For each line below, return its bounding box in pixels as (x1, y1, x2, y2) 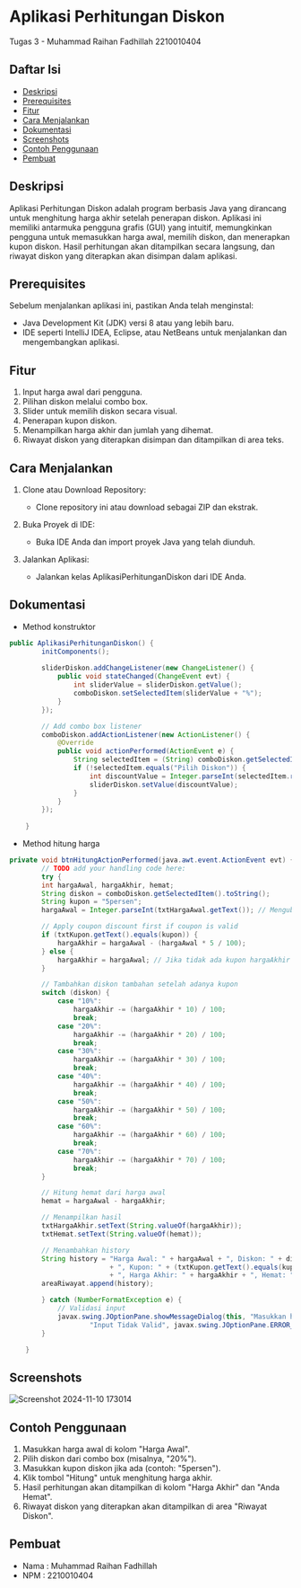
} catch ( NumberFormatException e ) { (41, 1296, 182, 1305)
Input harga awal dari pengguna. (21, 386, 143, 397)
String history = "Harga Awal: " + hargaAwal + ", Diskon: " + (41, 1254, 282, 1264)
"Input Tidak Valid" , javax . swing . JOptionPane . (89, 1320, 271, 1329)
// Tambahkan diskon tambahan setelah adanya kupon (41, 980, 239, 989)
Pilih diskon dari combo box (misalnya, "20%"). (21, 1453, 197, 1464)
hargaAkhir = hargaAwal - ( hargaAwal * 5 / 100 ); (56, 938, 246, 947)
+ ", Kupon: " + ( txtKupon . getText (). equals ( (108, 1263, 282, 1272)
